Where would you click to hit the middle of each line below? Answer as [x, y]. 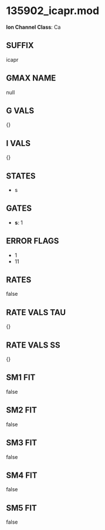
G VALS [20, 111]
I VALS [18, 143]
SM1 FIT [21, 378]
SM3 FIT [22, 443]
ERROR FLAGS [33, 241]
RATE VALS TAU [36, 312]
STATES [21, 176]
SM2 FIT [21, 410]
